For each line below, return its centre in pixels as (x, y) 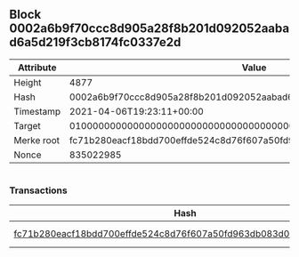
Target (28, 125)
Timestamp (37, 111)
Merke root (37, 140)
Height (28, 82)
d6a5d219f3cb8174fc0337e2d (95, 42)
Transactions (39, 190)
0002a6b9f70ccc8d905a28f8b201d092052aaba (149, 29)
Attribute (37, 68)
